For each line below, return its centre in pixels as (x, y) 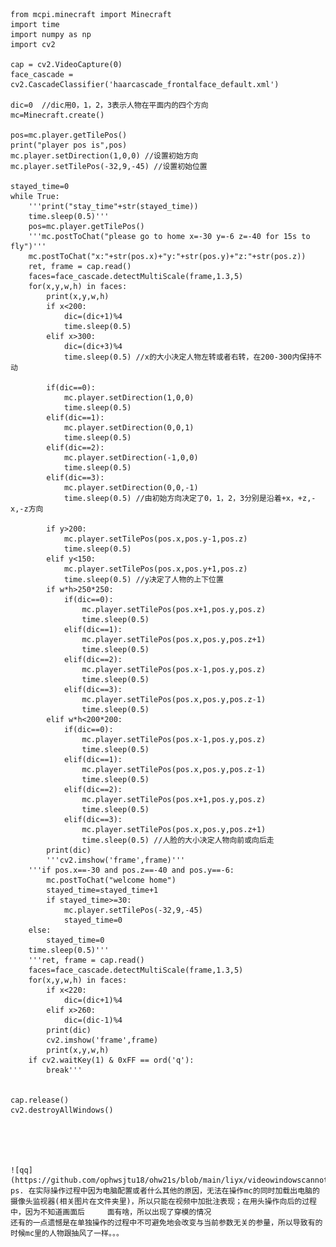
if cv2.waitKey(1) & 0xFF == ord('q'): (111, 1060)
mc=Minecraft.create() (57, 115)
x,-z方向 (27, 509)
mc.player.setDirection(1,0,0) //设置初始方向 (104, 156)
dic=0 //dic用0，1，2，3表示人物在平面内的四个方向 (109, 105)
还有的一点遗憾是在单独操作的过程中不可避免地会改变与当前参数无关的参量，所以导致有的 (166, 1223)
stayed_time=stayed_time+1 (102, 890)
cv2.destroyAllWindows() (62, 1110)
